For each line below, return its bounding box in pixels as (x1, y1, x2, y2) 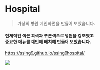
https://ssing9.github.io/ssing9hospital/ (5, 50, 85, 56)
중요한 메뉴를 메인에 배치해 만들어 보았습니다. (5, 38, 91, 45)
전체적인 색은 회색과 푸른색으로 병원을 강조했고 (5, 33, 94, 38)
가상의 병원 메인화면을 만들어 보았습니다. (17, 20, 95, 26)
